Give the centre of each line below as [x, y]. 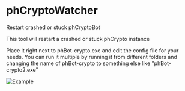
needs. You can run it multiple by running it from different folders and [92, 57]
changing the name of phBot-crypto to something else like [78, 63]
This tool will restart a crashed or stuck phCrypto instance [78, 39]
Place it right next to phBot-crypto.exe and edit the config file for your [92, 50]
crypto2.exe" [22, 69]
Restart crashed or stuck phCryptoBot [53, 27]
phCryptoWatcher [52, 11]
